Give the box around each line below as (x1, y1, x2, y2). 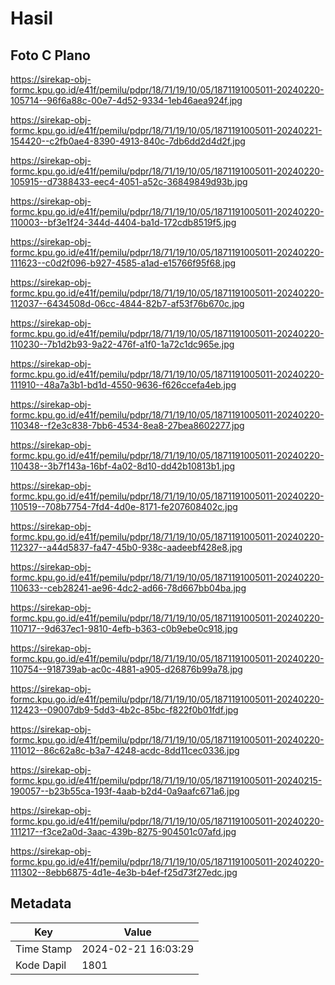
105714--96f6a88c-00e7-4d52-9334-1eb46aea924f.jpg (10, 95, 243, 106)
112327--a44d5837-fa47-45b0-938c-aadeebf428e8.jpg (10, 542, 243, 553)
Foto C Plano (10, 47, 91, 64)
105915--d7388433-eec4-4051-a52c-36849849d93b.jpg (10, 176, 248, 187)
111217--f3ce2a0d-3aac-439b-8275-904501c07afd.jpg (10, 826, 237, 837)
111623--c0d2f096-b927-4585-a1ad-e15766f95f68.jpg (10, 257, 237, 269)
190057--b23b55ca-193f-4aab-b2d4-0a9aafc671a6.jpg (10, 785, 240, 797)
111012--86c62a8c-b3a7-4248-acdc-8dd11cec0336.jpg (10, 745, 240, 756)
